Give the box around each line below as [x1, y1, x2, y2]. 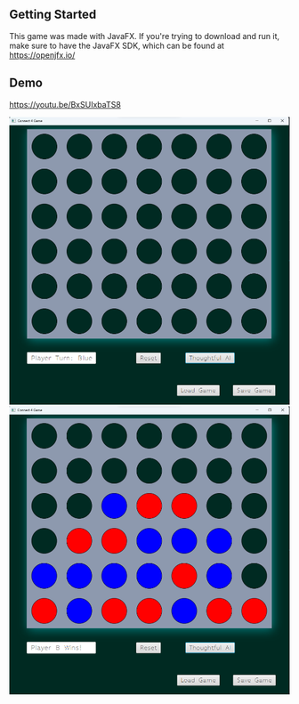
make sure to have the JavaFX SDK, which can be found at [9, 40, 225, 51]
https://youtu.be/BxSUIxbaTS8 [9, 99, 122, 109]
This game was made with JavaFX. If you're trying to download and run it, [9, 30, 280, 41]
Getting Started [9, 7, 97, 22]
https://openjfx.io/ [9, 49, 76, 61]
